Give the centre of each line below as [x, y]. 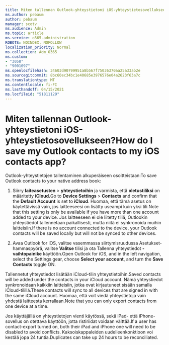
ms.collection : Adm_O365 [31, 52]
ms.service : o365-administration [40, 38]
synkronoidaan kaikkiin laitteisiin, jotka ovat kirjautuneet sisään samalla [79, 285]
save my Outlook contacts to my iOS [82, 151]
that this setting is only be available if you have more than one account [86, 212]
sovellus [14, 321]
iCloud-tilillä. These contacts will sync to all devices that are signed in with [82, 290]
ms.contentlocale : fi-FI [31, 84]
